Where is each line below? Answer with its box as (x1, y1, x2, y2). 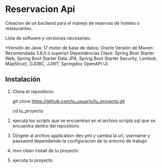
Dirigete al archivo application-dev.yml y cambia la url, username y (12, 132, 150, 138)
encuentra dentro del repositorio (12, 122, 79, 128)
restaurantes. (5, 25, 32, 31)
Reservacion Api (5, 3, 75, 15)
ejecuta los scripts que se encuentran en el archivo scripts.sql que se (12, 117, 156, 123)
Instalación (5, 75, 41, 83)
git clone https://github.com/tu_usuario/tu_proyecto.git (12, 98, 125, 104)
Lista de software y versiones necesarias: (5, 35, 91, 41)
